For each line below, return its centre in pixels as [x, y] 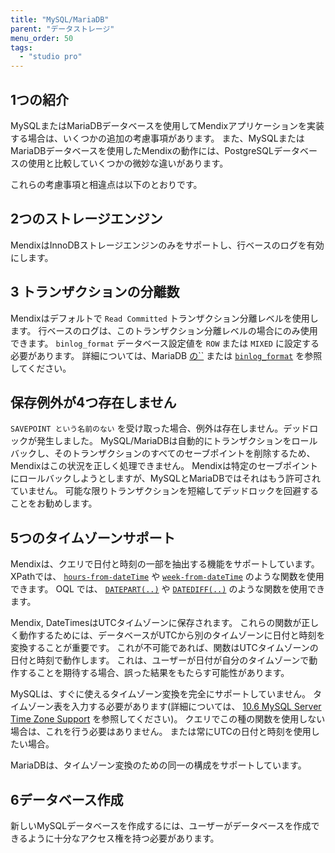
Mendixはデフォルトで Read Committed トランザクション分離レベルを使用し [164, 318]
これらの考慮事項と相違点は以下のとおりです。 [106, 184]
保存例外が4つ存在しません [93, 402]
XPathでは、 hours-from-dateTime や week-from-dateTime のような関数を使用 [167, 577]
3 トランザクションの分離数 [95, 292]
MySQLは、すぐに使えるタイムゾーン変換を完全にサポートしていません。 [160, 694]
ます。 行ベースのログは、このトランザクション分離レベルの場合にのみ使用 [164, 330]
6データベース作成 [67, 799]
